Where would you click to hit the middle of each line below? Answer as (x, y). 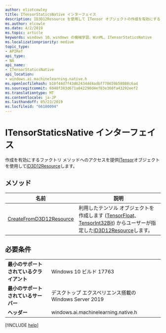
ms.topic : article (24, 33)
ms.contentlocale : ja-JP (31, 97)
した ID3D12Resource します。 (118, 230)
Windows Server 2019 (78, 299)
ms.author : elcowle (25, 24)
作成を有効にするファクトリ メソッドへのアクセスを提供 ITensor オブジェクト (83, 160)
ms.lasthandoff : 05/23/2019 (34, 102)
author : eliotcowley (26, 10)
